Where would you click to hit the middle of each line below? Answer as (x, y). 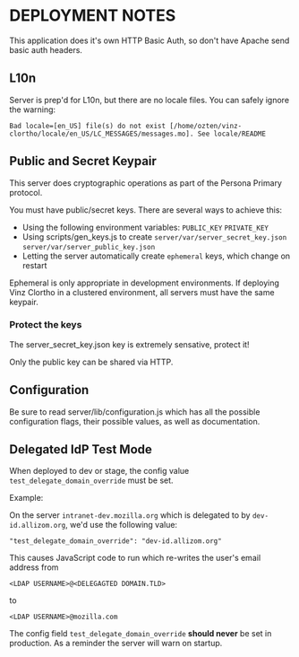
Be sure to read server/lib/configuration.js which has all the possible (135, 412)
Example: (26, 498)
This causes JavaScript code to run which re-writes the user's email (135, 558)
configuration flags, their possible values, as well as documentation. (135, 421)
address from (34, 567)
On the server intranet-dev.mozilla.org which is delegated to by (130, 515)
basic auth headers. (46, 49)
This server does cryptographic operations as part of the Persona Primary (145, 183)
